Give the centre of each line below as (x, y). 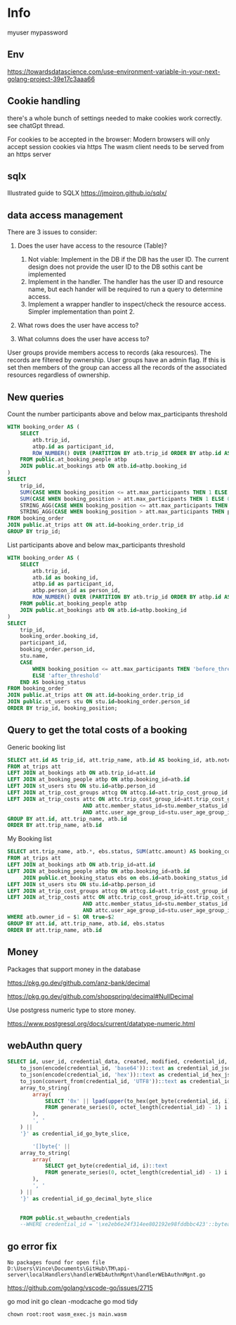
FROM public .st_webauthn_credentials (75, 1218)
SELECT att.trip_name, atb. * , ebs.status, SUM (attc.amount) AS (102, 852)
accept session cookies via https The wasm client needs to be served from (116, 146)
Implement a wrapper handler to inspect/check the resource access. (127, 305)
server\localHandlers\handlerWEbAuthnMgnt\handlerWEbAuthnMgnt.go (106, 1275)
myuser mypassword (38, 32)
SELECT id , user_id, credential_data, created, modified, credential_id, (118, 1062)
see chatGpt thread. (36, 125)
